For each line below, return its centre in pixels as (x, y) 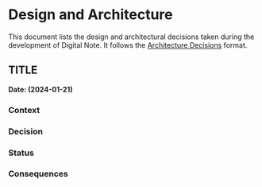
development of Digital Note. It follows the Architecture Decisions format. (128, 45)
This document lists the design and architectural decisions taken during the (131, 37)
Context (24, 110)
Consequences (39, 174)
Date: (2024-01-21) (40, 89)
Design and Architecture (91, 15)
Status (21, 153)
